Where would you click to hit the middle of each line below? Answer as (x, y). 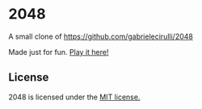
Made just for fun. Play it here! (59, 52)
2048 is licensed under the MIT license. (74, 97)
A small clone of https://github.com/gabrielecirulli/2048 (101, 36)
